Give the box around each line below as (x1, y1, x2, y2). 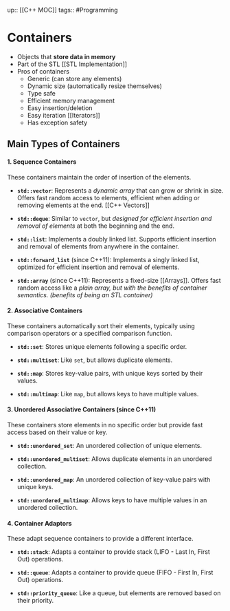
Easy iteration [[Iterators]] (27, 111, 101, 119)
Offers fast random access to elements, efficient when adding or (16, 193, 200, 202)
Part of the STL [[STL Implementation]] (16, 60, 128, 68)
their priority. (16, 597, 54, 605)
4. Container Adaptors (7, 519, 72, 527)
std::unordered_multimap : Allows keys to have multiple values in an (16, 495, 207, 504)
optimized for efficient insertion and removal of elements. (16, 263, 180, 271)
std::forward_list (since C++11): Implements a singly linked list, (16, 255, 200, 264)
